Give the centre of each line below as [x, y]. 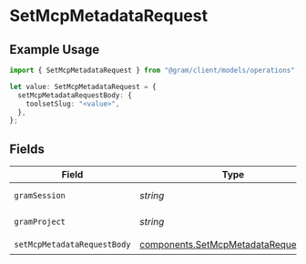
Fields [27, 149]
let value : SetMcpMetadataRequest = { [83, 86]
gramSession [40, 196]
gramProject [40, 222]
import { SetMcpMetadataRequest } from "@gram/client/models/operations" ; [154, 70]
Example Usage [55, 50]
